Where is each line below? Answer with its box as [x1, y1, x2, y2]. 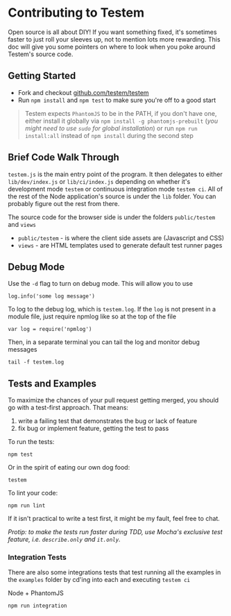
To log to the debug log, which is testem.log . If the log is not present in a [8, 305, 216, 314]
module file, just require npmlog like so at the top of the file [8, 312, 176, 320]
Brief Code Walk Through [8, 151, 120, 164]
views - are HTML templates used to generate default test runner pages [17, 241, 223, 249]
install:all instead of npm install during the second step [24, 131, 194, 139]
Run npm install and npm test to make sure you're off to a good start [17, 96, 216, 104]
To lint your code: [8, 489, 58, 497]
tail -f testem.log [8, 359, 65, 366]
